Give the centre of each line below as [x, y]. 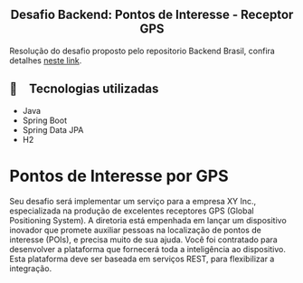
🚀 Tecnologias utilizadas [84, 89]
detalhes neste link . [46, 60]
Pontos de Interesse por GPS [119, 176]
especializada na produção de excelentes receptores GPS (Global [132, 211]
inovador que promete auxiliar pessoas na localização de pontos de [136, 230]
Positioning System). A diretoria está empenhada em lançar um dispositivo [148, 220]
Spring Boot [45, 120]
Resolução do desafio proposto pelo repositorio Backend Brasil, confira [142, 51]
